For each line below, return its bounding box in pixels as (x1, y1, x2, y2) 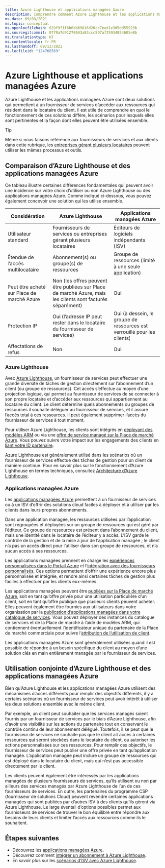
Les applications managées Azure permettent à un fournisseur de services (5, 496, 156, 502)
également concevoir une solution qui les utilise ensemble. (5, 198, 124, 204)
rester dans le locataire (52, 319, 106, 326)
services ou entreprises (52, 231, 107, 237)
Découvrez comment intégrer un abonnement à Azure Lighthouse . (12, 852, 146, 858)
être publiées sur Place (52, 283, 106, 290)
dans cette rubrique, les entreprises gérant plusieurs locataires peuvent (5, 142, 150, 148)
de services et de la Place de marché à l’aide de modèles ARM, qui (5, 619, 140, 625)
